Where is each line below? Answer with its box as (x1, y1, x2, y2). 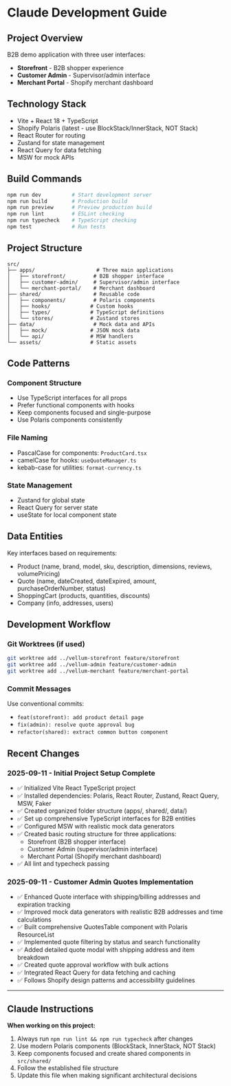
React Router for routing (16, 131, 86, 139)
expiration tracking (16, 900, 71, 909)
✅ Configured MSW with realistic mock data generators (16, 822, 175, 831)
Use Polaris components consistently (16, 416, 123, 424)
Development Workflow (7, 619, 111, 630)
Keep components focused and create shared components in (16, 1050, 191, 1058)
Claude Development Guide (7, 5, 167, 21)
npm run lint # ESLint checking (7, 211, 125, 217)
